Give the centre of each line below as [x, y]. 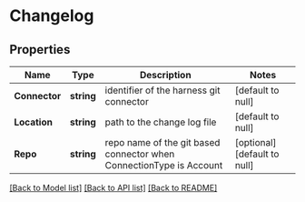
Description [166, 75]
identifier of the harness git [162, 90]
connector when [140, 154]
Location [33, 122]
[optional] [256, 142]
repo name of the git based [162, 142]
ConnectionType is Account [164, 165]
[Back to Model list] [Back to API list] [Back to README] [113, 188]
